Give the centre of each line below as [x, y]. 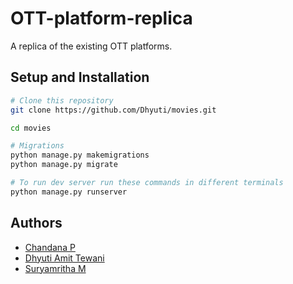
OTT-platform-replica [101, 18]
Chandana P [50, 247]
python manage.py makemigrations [80, 155]
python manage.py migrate [64, 165]
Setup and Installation [80, 77]
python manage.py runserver [69, 192]
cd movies [31, 128]
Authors [36, 223]
